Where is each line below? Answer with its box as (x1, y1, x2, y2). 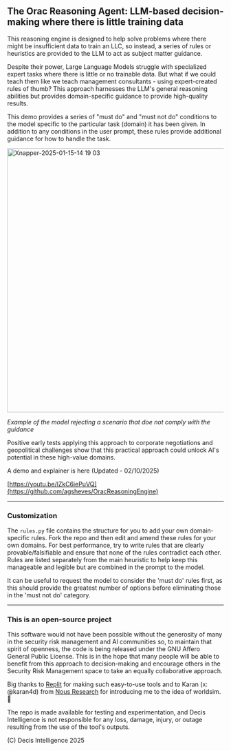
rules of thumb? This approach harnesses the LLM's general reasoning (7, 84, 208, 92)
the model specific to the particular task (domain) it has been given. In (7, 120, 206, 128)
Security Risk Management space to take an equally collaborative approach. (7, 667, 223, 675)
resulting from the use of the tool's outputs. (7, 723, 131, 731)
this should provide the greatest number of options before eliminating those (7, 584, 221, 592)
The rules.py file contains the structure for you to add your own (7, 526, 188, 535)
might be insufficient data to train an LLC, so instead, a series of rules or (7, 41, 212, 50)
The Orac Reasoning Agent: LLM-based (7, 6, 180, 17)
